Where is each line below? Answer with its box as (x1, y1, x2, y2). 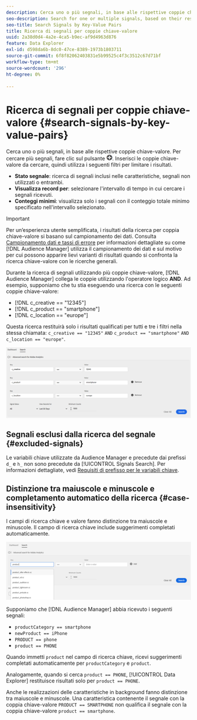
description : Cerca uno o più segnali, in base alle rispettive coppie (6, 9, 185, 15)
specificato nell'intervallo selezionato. (14, 204, 107, 211)
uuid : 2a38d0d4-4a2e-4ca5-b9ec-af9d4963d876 (6, 34, 117, 41)
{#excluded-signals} (6, 439, 84, 449)
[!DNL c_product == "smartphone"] (14, 305, 100, 312)
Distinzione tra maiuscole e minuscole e (6, 483, 155, 493)
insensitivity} (6, 502, 56, 512)
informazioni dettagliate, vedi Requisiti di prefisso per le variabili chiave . (6, 467, 179, 474)
